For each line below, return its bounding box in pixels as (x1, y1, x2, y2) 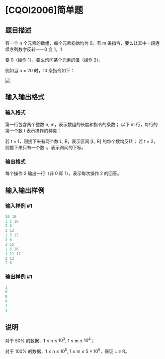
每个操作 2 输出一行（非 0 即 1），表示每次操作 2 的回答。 (5, 170, 122, 176)
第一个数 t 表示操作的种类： (5, 128, 62, 134)
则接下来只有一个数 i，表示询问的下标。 (5, 144, 86, 150)
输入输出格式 (5, 93, 45, 101)
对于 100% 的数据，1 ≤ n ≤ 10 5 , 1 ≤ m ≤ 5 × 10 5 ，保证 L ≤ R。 (5, 348, 130, 354)
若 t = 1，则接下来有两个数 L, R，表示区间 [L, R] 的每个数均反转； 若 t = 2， (5, 138, 158, 144)
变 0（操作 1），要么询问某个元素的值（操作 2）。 (5, 57, 103, 63)
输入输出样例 (5, 186, 45, 195)
